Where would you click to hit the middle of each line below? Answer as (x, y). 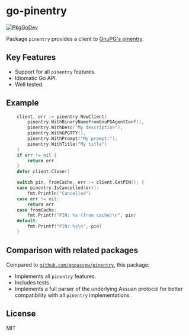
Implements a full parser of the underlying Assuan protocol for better (99, 289)
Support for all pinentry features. (55, 72)
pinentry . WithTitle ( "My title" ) (68, 144)
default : (28, 221)
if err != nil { (37, 155)
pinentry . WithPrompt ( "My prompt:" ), (73, 139)
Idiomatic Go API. (36, 78)
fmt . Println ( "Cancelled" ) (60, 193)
